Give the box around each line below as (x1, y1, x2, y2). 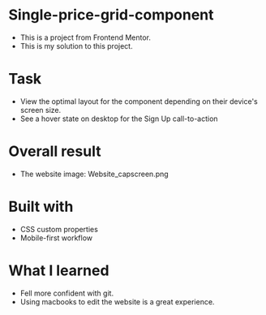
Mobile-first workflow (19, 233, 93, 243)
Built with (8, 197, 74, 216)
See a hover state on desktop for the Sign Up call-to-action (19, 114, 218, 123)
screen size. (19, 105, 62, 114)
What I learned (8, 261, 109, 279)
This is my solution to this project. (19, 41, 133, 50)
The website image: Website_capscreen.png (19, 169, 169, 179)
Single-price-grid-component (8, 6, 214, 24)
